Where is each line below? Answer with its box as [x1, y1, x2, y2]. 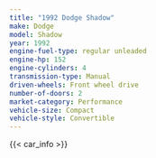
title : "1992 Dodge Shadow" [9, 13, 115, 23]
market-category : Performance [9, 97, 124, 107]
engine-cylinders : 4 [9, 64, 87, 73]
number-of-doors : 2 [9, 88, 83, 98]
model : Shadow [9, 30, 63, 39]
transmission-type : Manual [9, 72, 111, 81]
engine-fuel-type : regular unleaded [9, 47, 147, 56]
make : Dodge [9, 22, 54, 31]
